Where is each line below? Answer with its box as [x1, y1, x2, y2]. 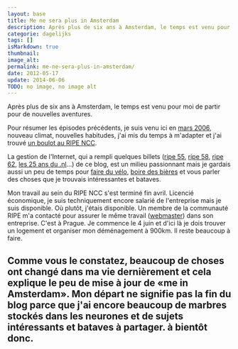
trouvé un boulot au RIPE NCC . [7, 139, 97, 148]
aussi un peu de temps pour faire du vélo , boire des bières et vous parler [7, 167, 220, 176]
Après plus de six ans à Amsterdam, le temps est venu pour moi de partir [7, 102, 221, 111]
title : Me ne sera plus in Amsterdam [7, 17, 119, 24]
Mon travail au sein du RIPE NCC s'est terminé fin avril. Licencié [7, 189, 194, 197]
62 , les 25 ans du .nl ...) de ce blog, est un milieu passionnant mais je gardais [7, 160, 231, 169]
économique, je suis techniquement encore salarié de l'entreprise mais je [7, 196, 222, 205]
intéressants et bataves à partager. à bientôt [7, 321, 208, 333]
